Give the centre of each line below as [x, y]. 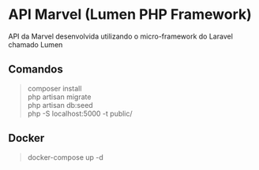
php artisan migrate [59, 97]
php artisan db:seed [60, 105]
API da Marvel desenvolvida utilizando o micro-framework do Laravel [120, 36]
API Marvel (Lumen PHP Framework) [130, 15]
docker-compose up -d [66, 157]
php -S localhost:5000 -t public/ [80, 113]
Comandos [36, 70]
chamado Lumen [36, 44]
